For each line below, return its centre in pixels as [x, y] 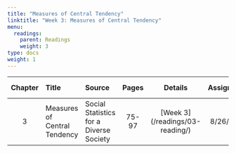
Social [96, 104]
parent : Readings [45, 40]
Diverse [98, 130]
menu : [15, 27]
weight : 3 [34, 46]
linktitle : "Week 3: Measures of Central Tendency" [84, 20]
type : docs [23, 53]
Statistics [100, 112]
